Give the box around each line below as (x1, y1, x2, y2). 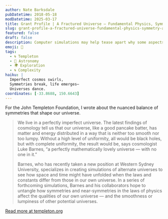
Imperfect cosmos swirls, (9, 77, 64, 82)
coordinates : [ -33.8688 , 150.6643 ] (5, 91, 79, 96)
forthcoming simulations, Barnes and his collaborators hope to (17, 182, 146, 188)
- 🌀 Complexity (9, 68, 41, 73)
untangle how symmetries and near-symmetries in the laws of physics (17, 188, 162, 194)
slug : (5, 26, 16, 31)
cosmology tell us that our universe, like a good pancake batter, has (17, 125, 157, 131)
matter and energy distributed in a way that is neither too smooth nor (17, 130, 159, 136)
